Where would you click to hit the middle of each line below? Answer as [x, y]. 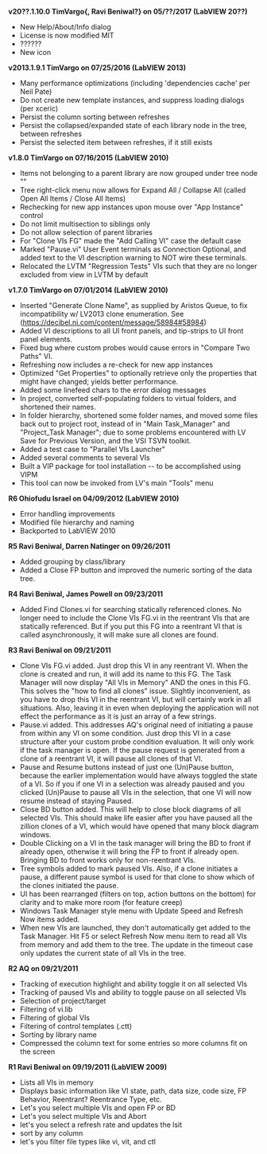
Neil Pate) [36, 92]
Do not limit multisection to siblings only [85, 224]
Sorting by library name [58, 1035]
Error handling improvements [67, 514]
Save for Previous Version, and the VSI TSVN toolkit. [105, 441]
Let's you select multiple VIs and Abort [83, 1116]
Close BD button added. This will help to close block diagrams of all [130, 809]
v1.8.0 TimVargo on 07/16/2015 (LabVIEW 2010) [89, 158]
